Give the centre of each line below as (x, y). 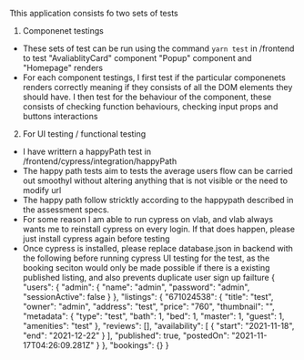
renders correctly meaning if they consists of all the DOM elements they (157, 87)
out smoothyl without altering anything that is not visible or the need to (155, 180)
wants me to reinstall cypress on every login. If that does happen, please (159, 229)
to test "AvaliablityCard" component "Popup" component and (137, 58)
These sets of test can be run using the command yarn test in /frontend (158, 48)
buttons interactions (60, 116)
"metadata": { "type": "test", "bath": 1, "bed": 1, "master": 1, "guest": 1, (153, 316)
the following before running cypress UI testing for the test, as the (146, 258)
